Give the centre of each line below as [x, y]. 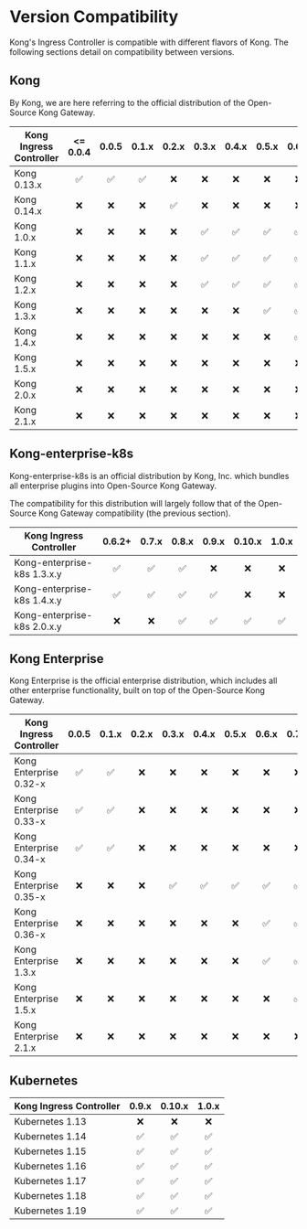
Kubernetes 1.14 [50, 1137]
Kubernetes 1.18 [50, 1196]
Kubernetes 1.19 [50, 1211]
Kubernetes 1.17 [50, 1181]
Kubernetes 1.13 [50, 1122]
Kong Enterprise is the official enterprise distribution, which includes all [143, 681]
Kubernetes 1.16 [50, 1166]
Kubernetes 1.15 [50, 1151]
